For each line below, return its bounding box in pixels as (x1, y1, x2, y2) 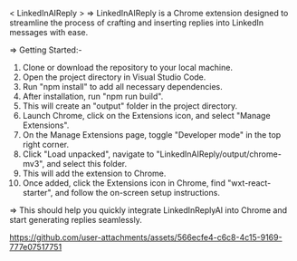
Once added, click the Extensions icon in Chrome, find (22, 178, 226, 188)
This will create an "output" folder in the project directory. (22, 101, 238, 111)
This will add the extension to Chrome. (22, 168, 167, 179)
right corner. (22, 140, 70, 150)
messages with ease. (9, 27, 89, 37)
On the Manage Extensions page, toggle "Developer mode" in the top (22, 130, 282, 140)
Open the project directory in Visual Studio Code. (22, 72, 206, 82)
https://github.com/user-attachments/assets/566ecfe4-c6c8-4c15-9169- (9, 232, 283, 243)
